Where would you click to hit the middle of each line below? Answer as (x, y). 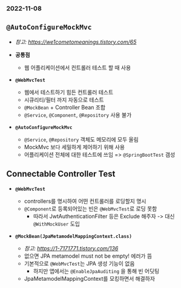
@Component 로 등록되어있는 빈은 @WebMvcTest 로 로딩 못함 (90, 208)
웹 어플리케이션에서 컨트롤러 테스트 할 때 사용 (77, 67)
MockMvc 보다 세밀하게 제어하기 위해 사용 (74, 147)
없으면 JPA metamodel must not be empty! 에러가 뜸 (88, 256)
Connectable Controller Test (61, 174)
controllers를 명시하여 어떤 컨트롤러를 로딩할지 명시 (85, 201)
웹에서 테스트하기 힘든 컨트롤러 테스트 (69, 92)
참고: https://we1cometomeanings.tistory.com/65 (76, 42)
